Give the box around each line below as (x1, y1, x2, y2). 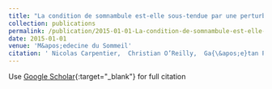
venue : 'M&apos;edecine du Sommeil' (8, 42, 132, 50)
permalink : (8, 27, 45, 35)
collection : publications (8, 19, 96, 28)
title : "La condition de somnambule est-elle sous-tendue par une (8, 11, 237, 20)
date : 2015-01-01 (8, 34, 67, 43)
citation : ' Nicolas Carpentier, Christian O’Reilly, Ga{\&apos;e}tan (8, 49, 259, 57)
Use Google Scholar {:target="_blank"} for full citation (8, 72, 186, 81)
